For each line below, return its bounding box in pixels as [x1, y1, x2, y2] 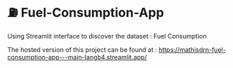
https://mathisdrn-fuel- [158, 45, 227, 54]
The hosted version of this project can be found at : [7, 45, 157, 54]
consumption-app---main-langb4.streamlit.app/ [7, 53, 147, 61]
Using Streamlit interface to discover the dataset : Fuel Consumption [7, 32, 207, 40]
